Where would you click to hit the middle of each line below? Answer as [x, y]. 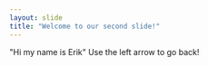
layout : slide [36, 18]
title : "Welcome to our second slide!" [85, 26]
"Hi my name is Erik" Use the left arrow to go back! [104, 52]
